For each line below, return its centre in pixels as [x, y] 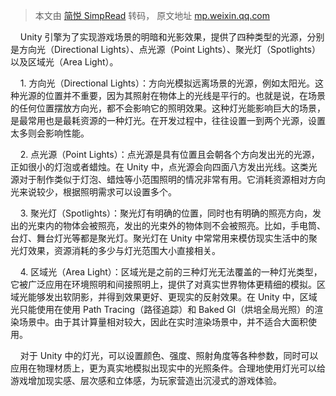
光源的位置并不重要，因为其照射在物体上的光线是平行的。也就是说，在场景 [172, 95]
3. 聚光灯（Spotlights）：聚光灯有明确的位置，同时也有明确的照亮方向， [166, 213]
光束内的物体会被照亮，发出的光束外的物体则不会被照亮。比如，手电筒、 [176, 225]
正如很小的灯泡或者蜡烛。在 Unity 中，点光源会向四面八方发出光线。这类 [159, 167]
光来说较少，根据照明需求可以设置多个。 [93, 192]
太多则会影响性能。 [50, 133]
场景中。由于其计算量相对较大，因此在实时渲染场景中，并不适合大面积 [163, 322]
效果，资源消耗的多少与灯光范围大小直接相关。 [124, 250]
